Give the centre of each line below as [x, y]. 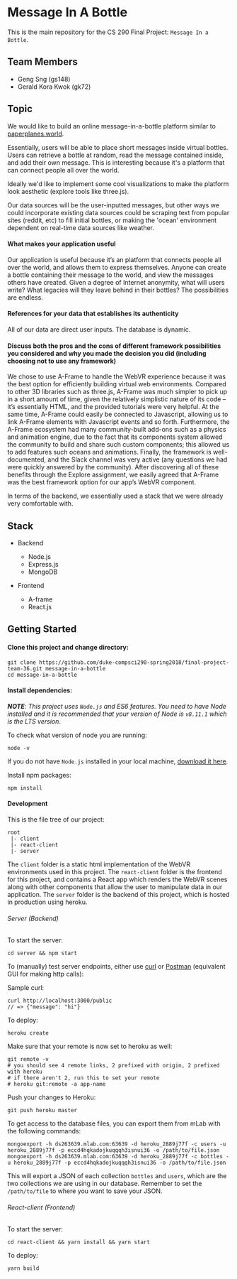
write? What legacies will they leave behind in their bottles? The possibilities [118, 290]
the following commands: [44, 1131]
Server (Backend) [33, 918]
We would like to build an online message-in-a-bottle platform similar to [111, 126]
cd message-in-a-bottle [42, 675]
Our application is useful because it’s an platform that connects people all [114, 259]
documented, [27, 459]
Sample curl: [26, 988]
